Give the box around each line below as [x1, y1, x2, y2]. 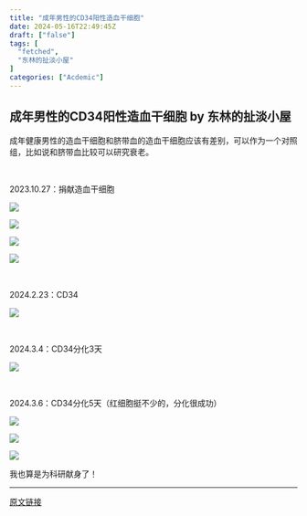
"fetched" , [17, 47, 59, 57]
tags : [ [9, 38, 39, 48]
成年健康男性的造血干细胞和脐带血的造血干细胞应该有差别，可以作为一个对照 [9, 134, 298, 146]
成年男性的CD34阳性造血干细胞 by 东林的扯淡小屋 [9, 109, 291, 124]
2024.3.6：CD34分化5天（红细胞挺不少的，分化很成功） [9, 397, 222, 408]
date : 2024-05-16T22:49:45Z [9, 22, 117, 31]
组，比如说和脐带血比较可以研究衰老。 [9, 146, 153, 157]
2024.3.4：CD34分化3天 [9, 343, 102, 354]
